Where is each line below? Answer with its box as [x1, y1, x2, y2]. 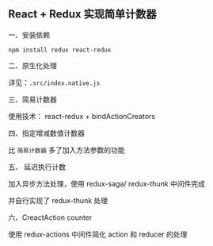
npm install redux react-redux [8, 46, 112, 54]
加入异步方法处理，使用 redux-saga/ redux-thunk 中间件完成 [8, 179, 206, 188]
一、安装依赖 [8, 30, 50, 40]
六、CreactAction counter [8, 213, 93, 222]
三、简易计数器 [8, 94, 57, 104]
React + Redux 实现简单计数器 [8, 7, 157, 21]
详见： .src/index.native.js [8, 78, 101, 87]
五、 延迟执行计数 [8, 162, 66, 171]
